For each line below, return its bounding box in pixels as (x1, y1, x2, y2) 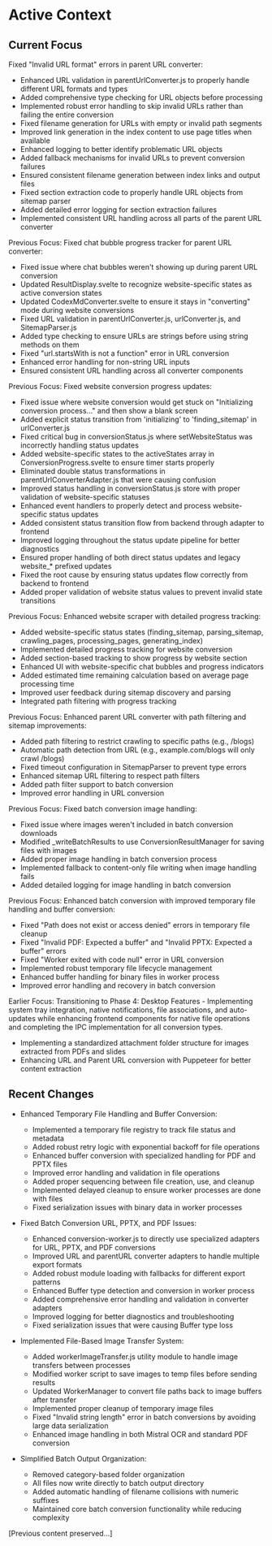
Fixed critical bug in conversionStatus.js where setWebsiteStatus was (19, 432, 253, 441)
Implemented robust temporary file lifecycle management (19, 964, 213, 972)
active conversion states (19, 288, 103, 297)
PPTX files (32, 1159, 67, 1169)
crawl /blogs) (19, 754, 65, 763)
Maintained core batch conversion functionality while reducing (32, 1504, 242, 1514)
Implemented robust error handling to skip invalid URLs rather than (19, 102, 244, 110)
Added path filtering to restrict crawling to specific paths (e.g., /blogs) (19, 737, 255, 746)
